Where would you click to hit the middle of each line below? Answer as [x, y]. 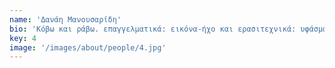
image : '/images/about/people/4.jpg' [88, 47]
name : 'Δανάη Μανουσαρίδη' [65, 19]
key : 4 [23, 38]
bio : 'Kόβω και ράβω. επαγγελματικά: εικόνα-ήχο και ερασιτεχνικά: [153, 29]
